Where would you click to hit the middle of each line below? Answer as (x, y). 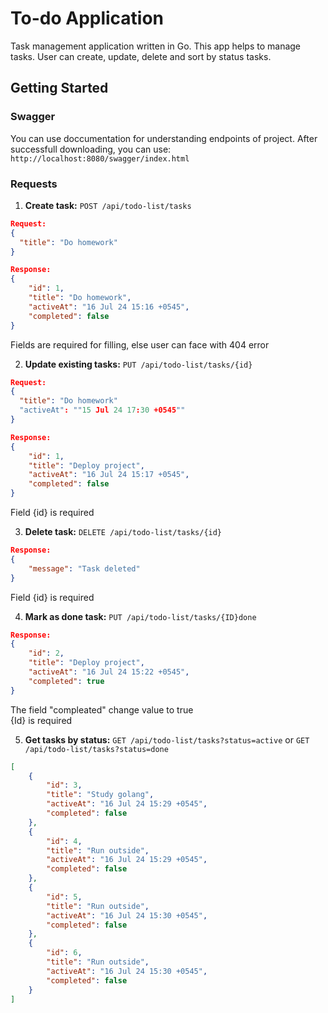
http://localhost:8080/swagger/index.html (100, 158)
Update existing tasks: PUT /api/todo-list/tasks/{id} (138, 364)
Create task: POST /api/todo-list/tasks (108, 205)
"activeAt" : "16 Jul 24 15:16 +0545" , (109, 307)
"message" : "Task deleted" (84, 568)
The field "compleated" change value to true (102, 709)
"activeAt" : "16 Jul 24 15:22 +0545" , (109, 672)
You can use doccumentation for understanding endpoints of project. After (164, 138)
